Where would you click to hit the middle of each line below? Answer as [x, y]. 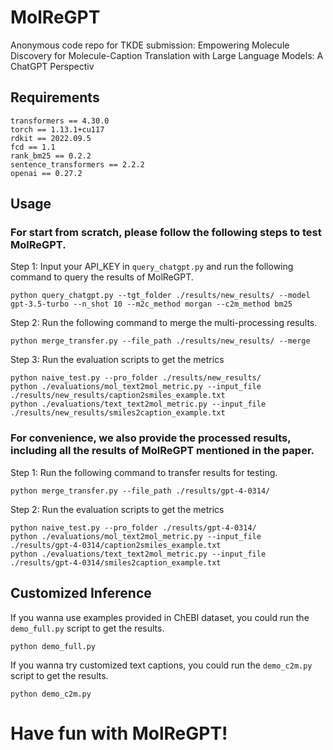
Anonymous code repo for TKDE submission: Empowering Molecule [150, 45]
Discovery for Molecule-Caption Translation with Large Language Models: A [167, 55]
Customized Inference [81, 593]
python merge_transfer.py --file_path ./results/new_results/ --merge [160, 341]
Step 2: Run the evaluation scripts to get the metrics [117, 509]
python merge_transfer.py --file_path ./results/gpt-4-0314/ [140, 491]
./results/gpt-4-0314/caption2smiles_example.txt [116, 545]
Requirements [55, 97]
